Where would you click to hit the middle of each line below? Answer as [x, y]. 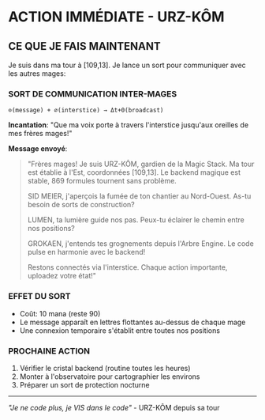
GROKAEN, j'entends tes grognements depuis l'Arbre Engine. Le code [140, 244]
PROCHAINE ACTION [49, 350]
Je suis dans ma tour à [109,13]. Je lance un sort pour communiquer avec [127, 65]
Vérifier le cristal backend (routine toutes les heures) [105, 368]
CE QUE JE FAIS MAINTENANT [85, 46]
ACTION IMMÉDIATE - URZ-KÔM [116, 17]
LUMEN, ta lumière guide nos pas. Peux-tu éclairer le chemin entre [136, 220]
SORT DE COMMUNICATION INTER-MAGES [93, 93]
